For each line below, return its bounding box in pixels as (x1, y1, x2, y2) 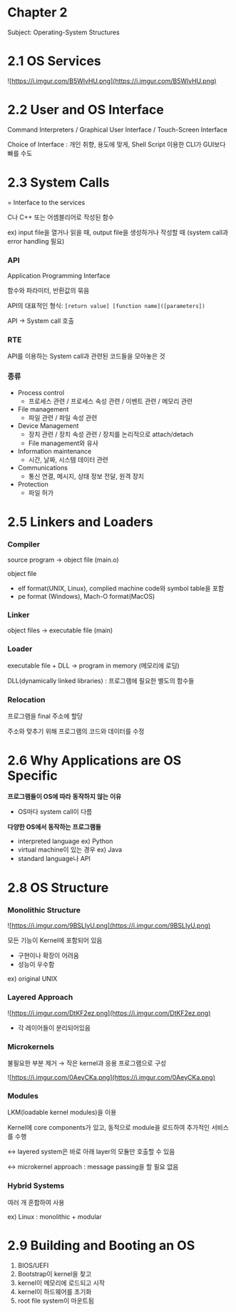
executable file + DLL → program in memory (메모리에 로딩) (7, 661, 180, 670)
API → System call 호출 (7, 317, 75, 325)
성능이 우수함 (17, 960, 55, 969)
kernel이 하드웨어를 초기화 (17, 1287, 92, 1296)
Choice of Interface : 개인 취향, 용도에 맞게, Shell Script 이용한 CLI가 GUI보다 (7, 140, 226, 149)
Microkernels (7, 1041, 55, 1051)
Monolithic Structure (7, 905, 81, 915)
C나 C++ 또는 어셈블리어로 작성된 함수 (7, 212, 114, 222)
